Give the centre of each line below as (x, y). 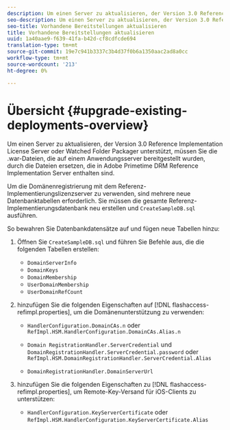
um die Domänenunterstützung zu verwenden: (139, 312)
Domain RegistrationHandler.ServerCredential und (100, 345)
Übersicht (36, 111)
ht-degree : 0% (27, 71)
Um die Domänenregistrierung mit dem (62, 186)
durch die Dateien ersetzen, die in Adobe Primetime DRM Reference (103, 166)
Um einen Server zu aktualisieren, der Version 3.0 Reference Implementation (115, 144)
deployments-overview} (78, 125)
